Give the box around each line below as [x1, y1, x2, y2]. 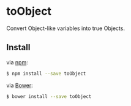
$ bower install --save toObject [6, 93, 92, 99]
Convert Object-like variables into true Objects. [6, 25, 125, 32]
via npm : [6, 58, 29, 66]
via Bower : [6, 81, 34, 89]
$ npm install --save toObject [6, 70, 86, 77]
